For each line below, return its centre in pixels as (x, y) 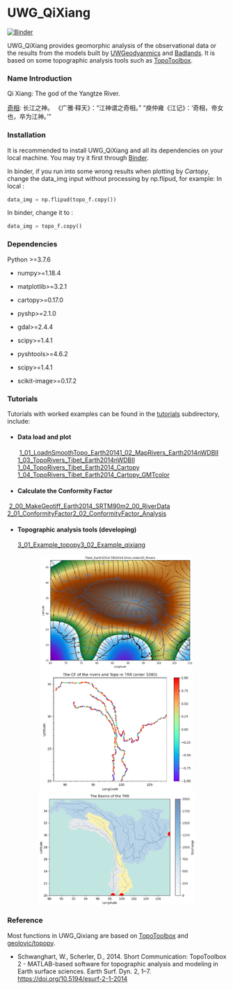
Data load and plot (44, 437)
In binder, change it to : (40, 213)
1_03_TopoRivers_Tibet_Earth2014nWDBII (76, 460)
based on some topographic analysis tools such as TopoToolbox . (100, 60)
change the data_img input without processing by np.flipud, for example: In (115, 178)
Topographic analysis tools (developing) (77, 529)
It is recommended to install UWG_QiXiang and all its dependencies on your (115, 150)
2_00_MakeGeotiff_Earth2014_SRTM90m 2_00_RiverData (89, 506)
